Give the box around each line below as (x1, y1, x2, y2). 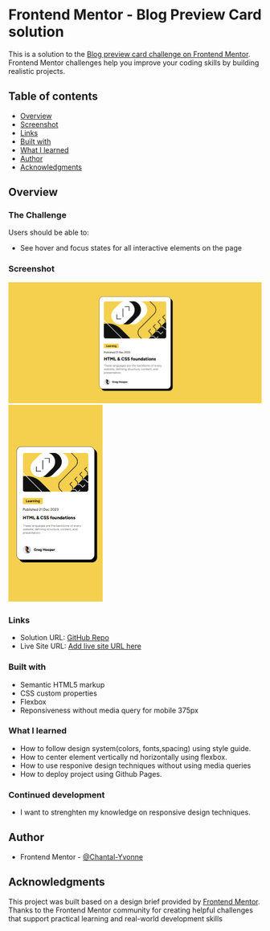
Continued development (8, 789, 105, 800)
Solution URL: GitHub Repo (19, 633, 110, 643)
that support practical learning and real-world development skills (8, 913, 223, 923)
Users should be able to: (8, 227, 90, 238)
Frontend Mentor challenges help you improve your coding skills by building (8, 58, 260, 67)
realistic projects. (8, 66, 66, 76)
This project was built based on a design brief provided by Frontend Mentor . (8, 896, 260, 906)
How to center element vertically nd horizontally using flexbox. (19, 752, 227, 762)
